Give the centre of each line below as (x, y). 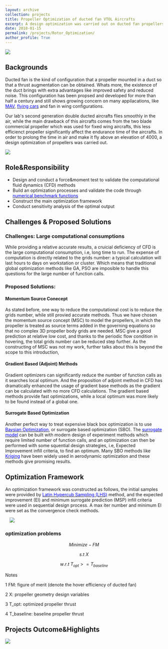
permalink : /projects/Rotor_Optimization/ (50, 33)
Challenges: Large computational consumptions (65, 236)
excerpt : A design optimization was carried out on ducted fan (72, 24)
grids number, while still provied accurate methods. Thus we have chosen (81, 315)
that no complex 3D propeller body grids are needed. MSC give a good (78, 331)
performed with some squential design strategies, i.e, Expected (70, 445)
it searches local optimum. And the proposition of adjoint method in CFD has (84, 380)
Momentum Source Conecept (36, 298)
